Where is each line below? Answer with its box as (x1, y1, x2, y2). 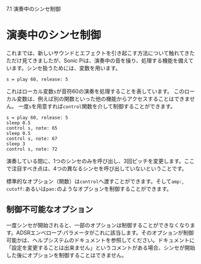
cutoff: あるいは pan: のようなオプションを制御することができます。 (6, 185, 172, 192)
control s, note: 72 (6, 146, 58, 152)
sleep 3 (6, 140, 26, 147)
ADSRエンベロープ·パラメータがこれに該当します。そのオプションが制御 (16, 229, 194, 236)
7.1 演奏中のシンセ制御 (6, 5, 61, 12)
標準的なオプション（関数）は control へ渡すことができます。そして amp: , (6, 178, 184, 185)
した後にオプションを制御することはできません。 (6, 251, 127, 259)
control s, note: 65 (6, 125, 58, 131)
